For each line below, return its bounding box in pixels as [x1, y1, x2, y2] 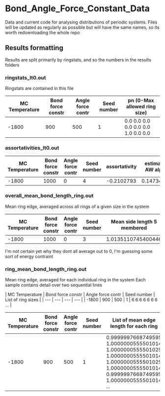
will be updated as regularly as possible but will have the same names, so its [5, 24, 160, 30]
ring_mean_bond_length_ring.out [5, 266, 87, 272]
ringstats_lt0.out [5, 74, 46, 81]
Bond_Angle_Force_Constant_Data [5, 3, 150, 14]
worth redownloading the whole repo [5, 29, 80, 35]
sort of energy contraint [5, 253, 53, 259]
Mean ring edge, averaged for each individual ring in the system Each [5, 276, 146, 282]
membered [121, 224, 147, 231]
